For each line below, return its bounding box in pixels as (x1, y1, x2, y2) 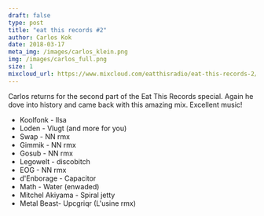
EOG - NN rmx (19, 165, 67, 174)
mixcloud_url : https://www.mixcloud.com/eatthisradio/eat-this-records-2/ (8, 70, 258, 78)
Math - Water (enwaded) (19, 181, 100, 191)
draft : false (8, 11, 51, 20)
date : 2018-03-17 (8, 41, 65, 49)
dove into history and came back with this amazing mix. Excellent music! (8, 100, 243, 109)
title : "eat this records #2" (8, 26, 108, 34)
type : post (8, 19, 44, 27)
